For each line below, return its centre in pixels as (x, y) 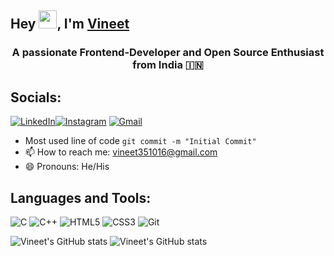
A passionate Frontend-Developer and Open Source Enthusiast (168, 53)
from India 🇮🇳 (168, 65)
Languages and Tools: (81, 197)
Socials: (36, 97)
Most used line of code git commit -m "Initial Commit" (140, 141)
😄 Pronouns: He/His (67, 167)
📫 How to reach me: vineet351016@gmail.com (121, 152)
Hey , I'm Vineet (70, 24)
